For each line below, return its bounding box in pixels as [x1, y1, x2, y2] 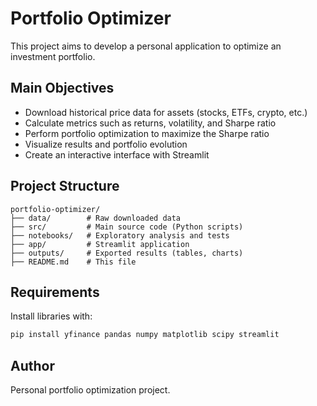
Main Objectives [10, 80, 115, 97]
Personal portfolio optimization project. [10, 384, 171, 396]
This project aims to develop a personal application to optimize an [10, 40, 282, 52]
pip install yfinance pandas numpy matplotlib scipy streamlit [10, 330, 280, 340]
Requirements [10, 283, 100, 301]
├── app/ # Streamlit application [10, 239, 190, 249]
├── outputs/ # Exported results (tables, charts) [10, 248, 244, 258]
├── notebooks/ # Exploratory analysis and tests [10, 230, 230, 241]
